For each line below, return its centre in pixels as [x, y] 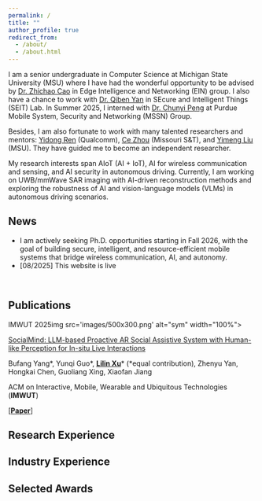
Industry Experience [59, 462]
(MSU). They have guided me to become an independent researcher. [120, 148]
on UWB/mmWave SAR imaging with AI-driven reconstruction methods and [130, 180]
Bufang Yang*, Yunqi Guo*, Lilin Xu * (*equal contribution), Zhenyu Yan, [123, 363]
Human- [238, 340]
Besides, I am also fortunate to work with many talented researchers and [126, 131]
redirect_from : [33, 37]
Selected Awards [51, 488]
